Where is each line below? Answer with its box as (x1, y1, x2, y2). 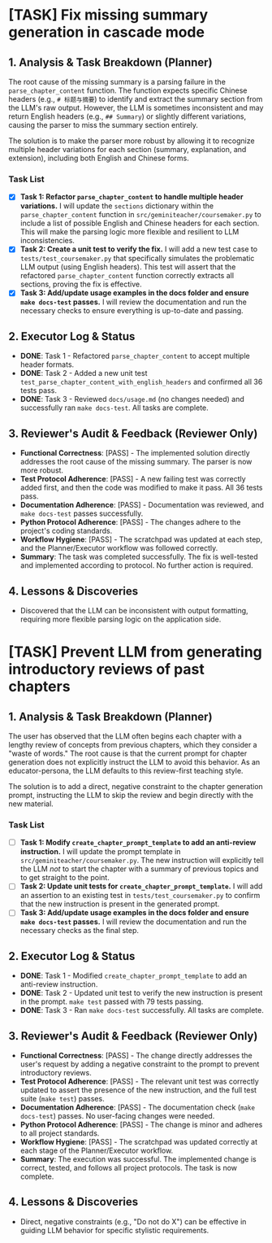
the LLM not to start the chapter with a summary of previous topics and (19, 864, 259, 874)
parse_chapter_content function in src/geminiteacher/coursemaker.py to (19, 210, 261, 220)
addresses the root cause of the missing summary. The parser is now (19, 457, 253, 467)
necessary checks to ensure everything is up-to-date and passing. (19, 306, 244, 316)
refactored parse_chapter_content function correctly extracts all (19, 271, 234, 281)
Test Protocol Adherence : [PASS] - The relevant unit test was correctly (19, 1076, 260, 1087)
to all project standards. (19, 1128, 100, 1138)
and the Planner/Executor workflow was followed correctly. (19, 543, 218, 553)
